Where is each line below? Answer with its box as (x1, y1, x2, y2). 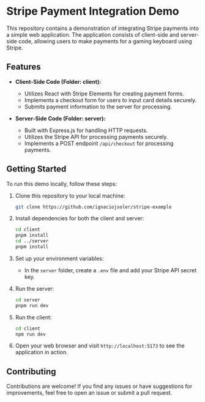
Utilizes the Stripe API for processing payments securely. (24, 133, 168, 140)
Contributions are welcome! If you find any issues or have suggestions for (6, 382, 193, 390)
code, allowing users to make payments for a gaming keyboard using (18, 37, 193, 45)
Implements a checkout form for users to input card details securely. (24, 96, 197, 103)
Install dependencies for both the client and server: (15, 215, 144, 222)
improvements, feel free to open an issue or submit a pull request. (6, 389, 173, 396)
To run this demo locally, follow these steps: (6, 180, 117, 187)
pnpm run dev (15, 302, 49, 308)
